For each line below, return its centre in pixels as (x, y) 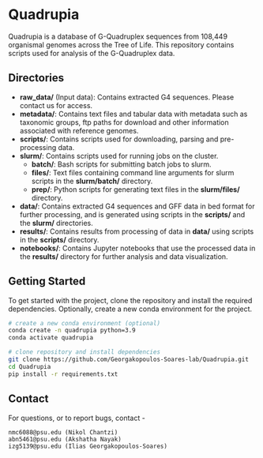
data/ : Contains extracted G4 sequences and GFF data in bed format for (137, 206)
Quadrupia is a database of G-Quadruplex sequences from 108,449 (118, 36)
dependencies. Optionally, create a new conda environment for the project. (130, 309)
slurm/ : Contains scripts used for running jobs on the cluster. (119, 156)
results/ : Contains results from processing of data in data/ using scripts (137, 231)
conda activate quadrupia (51, 338)
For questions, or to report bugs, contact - (77, 418)
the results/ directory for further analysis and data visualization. (124, 256)
